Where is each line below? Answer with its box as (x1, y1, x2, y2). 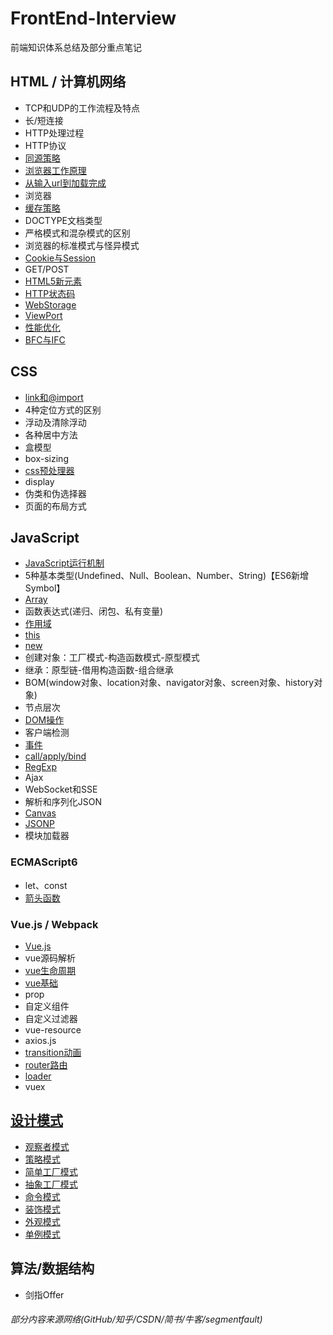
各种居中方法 (24, 428, 78, 441)
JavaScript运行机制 (24, 557, 105, 569)
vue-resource (24, 1023, 82, 1036)
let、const (24, 879, 68, 891)
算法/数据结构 (10, 1260, 95, 1277)
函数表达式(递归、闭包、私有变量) (24, 605, 164, 617)
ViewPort (24, 309, 63, 321)
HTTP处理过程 (24, 127, 85, 139)
